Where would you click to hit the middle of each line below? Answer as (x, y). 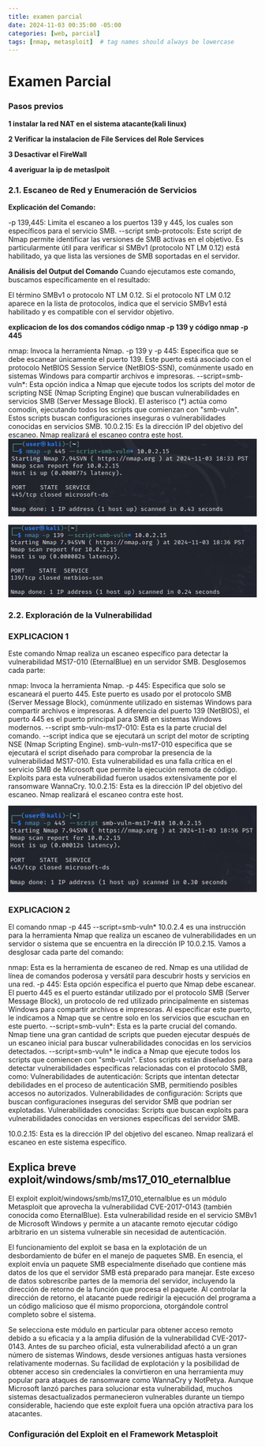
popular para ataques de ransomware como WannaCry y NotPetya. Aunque (131, 1380)
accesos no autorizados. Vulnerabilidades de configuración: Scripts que (125, 1093)
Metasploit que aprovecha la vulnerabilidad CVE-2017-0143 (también (120, 1206)
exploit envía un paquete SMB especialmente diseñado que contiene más (127, 1264)
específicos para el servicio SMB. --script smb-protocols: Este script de (125, 231)
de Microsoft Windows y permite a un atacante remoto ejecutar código (123, 1223)
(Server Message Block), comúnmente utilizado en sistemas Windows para (130, 702)
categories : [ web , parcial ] (54, 33)
